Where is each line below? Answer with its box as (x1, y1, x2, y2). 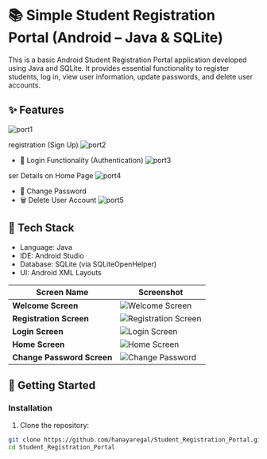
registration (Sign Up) (8, 140, 79, 150)
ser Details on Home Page (8, 170, 94, 180)
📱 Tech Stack (8, 221, 75, 235)
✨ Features (8, 103, 64, 117)
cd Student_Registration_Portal (8, 443, 115, 452)
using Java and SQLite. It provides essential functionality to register (8, 63, 230, 72)
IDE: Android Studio (19, 251, 85, 260)
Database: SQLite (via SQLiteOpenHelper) (19, 259, 157, 269)
